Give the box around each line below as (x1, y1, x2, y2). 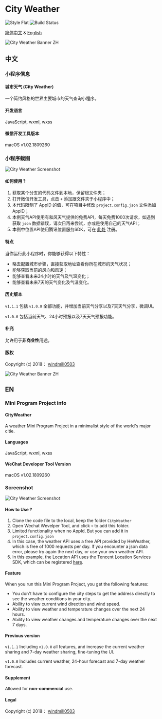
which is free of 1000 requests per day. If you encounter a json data (12, 544, 148, 549)
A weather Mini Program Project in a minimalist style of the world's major (5, 423, 151, 429)
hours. (12, 611, 25, 617)
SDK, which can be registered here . (12, 559, 84, 565)
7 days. (12, 622, 27, 628)
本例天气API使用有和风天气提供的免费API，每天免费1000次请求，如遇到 (12, 214, 155, 220)
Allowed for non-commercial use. (5, 686, 73, 692)
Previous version (5, 633, 40, 639)
